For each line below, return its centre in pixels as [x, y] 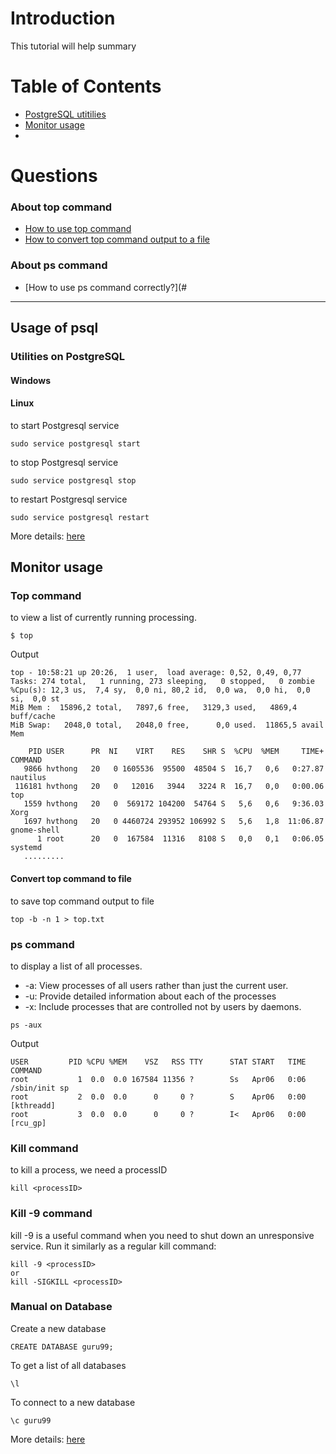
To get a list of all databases [68, 1365]
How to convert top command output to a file [117, 239]
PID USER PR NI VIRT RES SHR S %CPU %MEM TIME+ [176, 752]
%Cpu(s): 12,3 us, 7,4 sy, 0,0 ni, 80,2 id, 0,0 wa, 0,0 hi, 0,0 [160, 690]
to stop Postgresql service [64, 462]
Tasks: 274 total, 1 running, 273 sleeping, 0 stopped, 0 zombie [162, 682]
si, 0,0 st [35, 699]
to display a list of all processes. [76, 966]
